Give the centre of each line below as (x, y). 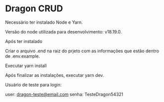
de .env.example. (23, 56)
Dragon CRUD (34, 9)
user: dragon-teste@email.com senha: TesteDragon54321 (64, 94)
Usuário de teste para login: (33, 85)
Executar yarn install (26, 66)
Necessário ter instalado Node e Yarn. (44, 22)
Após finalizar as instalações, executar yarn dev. (55, 75)
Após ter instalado (24, 41)
